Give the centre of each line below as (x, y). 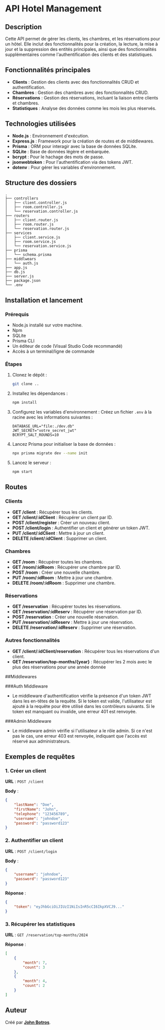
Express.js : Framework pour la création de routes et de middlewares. (83, 141)
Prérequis (17, 314)
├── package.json (23, 281)
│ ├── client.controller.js (36, 203)
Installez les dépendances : (40, 393)
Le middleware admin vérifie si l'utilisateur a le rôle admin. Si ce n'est (82, 731)
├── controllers (22, 198)
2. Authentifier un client (34, 841)
